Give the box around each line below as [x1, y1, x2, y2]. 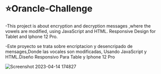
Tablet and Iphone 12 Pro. [5, 33, 58, 39]
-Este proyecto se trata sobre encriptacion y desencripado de [5, 43, 133, 49]
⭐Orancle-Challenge [5, 3, 93, 14]
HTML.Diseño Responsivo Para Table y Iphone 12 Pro [5, 53, 115, 59]
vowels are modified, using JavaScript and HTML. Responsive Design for [5, 28, 156, 34]
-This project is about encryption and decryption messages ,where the [5, 22, 151, 29]
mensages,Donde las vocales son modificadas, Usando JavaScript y [5, 48, 147, 54]
